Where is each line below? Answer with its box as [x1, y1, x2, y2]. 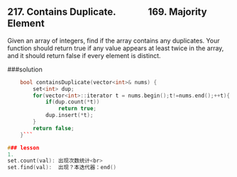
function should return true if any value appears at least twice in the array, [7, 44, 224, 52]
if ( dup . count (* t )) [45, 98, 100, 105]
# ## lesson [7, 144, 40, 152]
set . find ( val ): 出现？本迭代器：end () [7, 164, 117, 171]
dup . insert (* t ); [45, 112, 94, 119]
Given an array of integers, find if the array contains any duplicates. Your [7, 36, 220, 45]
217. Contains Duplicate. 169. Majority [7, 6, 207, 18]
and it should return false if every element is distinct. [7, 51, 161, 59]
